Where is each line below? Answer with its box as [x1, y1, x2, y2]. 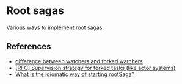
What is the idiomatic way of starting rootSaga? [15, 71, 135, 78]
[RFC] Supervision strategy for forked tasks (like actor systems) [15, 64, 176, 71]
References [6, 41, 51, 52]
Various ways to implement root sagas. [6, 24, 104, 31]
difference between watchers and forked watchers [15, 57, 144, 65]
